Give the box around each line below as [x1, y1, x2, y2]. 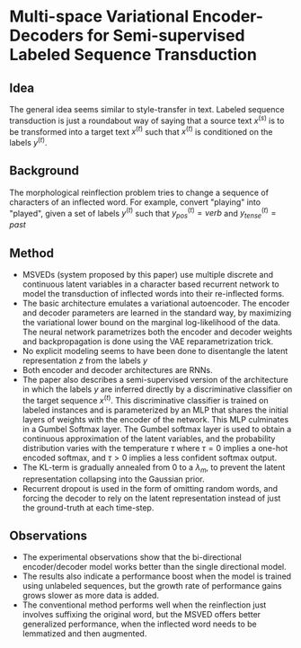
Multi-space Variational [9, 6, 190, 27]
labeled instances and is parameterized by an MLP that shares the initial [22, 404, 289, 415]
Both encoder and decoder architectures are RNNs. [22, 365, 213, 376]
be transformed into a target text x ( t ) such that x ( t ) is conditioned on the [9, 124, 273, 137]
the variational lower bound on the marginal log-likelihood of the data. [22, 317, 281, 328]
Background [9, 164, 79, 179]
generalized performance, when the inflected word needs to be [22, 618, 258, 630]
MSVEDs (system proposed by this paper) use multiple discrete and [22, 270, 274, 280]
